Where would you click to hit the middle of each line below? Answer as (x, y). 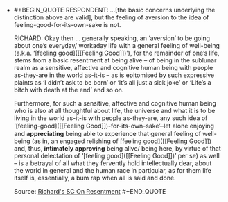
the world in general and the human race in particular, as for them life (112, 170)
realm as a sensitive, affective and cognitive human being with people (113, 68)
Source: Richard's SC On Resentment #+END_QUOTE (90, 191)
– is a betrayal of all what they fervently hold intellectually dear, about (113, 163)
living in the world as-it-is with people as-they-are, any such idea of (111, 118)
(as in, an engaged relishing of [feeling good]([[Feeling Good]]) (122, 141)
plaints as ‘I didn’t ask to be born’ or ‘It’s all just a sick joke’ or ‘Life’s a (112, 82)
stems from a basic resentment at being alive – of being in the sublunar (115, 60)
